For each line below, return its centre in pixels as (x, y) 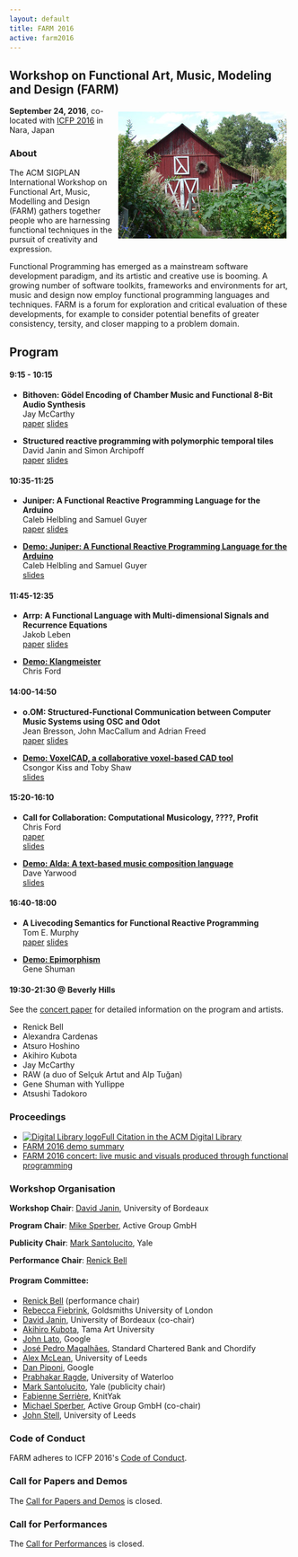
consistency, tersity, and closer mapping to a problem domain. (124, 324)
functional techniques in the (61, 230)
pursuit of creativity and (54, 240)
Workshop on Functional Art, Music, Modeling (140, 75)
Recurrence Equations (65, 625)
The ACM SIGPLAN (45, 173)
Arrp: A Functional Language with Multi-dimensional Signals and (145, 616)
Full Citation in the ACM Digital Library (172, 1137)
